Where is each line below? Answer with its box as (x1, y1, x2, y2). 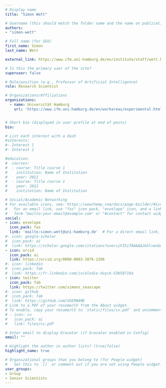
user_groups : (5, 366, 32, 371)
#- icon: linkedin (5, 261, 43, 267)
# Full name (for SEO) (5, 39, 52, 44)
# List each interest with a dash (5, 133, 77, 138)
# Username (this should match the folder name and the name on (5, 21, 140, 26)
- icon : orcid (5, 248, 35, 253)
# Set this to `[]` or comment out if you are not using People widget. (5, 362, 163, 367)
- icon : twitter (5, 275, 39, 280)
